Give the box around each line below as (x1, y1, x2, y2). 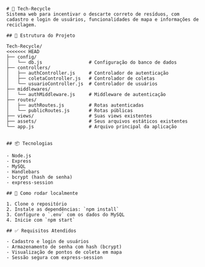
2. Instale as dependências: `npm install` (6, 206, 120, 212)
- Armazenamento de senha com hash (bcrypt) (6, 244, 122, 250)
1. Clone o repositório (6, 201, 68, 207)
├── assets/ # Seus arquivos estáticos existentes (6, 118, 188, 124)
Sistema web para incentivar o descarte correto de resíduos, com (6, 11, 180, 17)
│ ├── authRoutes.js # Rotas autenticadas (6, 102, 144, 108)
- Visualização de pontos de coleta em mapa (6, 249, 122, 255)
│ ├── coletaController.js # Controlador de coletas (6, 75, 155, 81)
